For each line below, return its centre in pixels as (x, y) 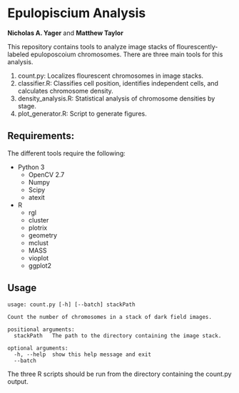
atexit (36, 197)
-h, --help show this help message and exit (83, 354)
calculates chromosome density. (66, 91)
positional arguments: (41, 330)
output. (18, 381)
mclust (38, 243)
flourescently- (197, 46)
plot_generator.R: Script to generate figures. (82, 113)
